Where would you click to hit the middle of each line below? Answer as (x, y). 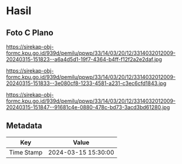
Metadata (24, 126)
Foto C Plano (30, 33)
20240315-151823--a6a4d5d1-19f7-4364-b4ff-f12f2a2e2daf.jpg (84, 59)
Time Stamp (26, 152)
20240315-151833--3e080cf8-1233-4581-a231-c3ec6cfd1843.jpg (86, 83)
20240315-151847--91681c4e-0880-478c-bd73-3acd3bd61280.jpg (88, 107)
